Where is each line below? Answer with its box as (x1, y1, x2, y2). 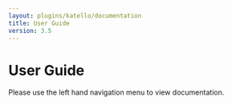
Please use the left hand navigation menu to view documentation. (8, 87, 225, 97)
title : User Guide (8, 19, 70, 27)
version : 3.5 (8, 26, 52, 34)
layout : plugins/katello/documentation (8, 11, 142, 20)
